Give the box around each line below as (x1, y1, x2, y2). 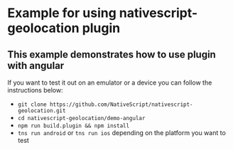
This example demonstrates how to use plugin (7, 48, 217, 60)
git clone (17, 101, 48, 108)
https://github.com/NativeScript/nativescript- (49, 101, 193, 108)
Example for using (7, 5, 117, 21)
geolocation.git (17, 107, 66, 114)
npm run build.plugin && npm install (17, 122, 130, 129)
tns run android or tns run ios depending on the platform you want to (17, 129, 226, 136)
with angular (7, 59, 65, 72)
